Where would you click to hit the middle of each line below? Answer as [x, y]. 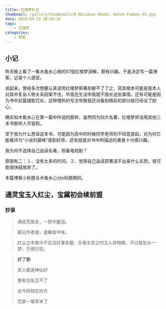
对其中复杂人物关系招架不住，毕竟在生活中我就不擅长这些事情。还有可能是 [81, 94]
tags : [11, 23]
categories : [17, 33]
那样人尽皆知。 [29, 123]
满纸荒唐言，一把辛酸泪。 [43, 222]
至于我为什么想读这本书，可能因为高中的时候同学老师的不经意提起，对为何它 [83, 133]
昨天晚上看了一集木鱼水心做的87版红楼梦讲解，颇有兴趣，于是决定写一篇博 [81, 71]
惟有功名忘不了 [32, 280]
